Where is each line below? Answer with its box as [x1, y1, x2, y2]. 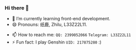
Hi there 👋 [4, 4, 29, 11]
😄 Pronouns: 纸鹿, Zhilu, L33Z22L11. [11, 22, 87, 28]
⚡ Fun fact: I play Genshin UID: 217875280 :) [11, 39, 102, 45]
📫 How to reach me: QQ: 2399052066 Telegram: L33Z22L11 [11, 32, 131, 38]
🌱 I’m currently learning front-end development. [11, 16, 110, 22]
